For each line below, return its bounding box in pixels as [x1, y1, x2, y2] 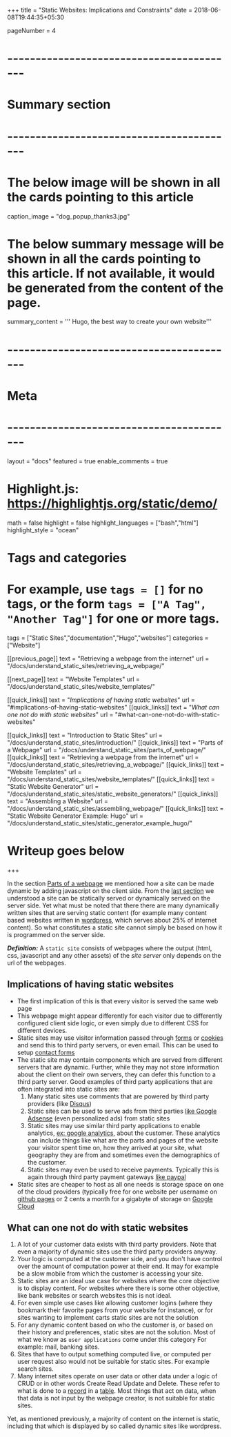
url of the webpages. [7, 958, 67, 967]
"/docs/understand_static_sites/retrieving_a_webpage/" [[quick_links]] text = [7, 760, 225, 768]
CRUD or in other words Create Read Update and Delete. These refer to [17, 1379, 221, 1388]
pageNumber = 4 [7, 27, 57, 34]
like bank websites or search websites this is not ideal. [17, 1292, 172, 1300]
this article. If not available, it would [7, 265, 215, 281]
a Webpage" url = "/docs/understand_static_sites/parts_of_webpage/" [7, 745, 207, 754]
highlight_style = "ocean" [7, 525, 79, 534]
